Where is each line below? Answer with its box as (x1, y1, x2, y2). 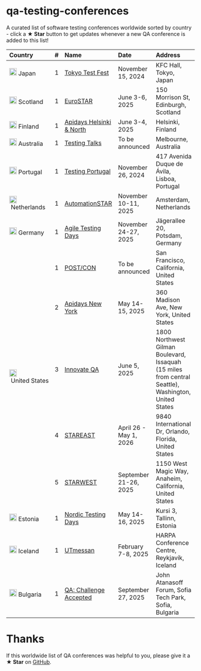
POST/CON (64, 263, 96, 272)
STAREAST (64, 431, 96, 439)
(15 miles (155, 365, 182, 373)
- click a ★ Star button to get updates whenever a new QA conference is (6, 30, 185, 37)
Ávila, (155, 167, 171, 175)
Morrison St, (155, 93, 190, 101)
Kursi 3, (155, 507, 178, 515)
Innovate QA (64, 365, 99, 373)
